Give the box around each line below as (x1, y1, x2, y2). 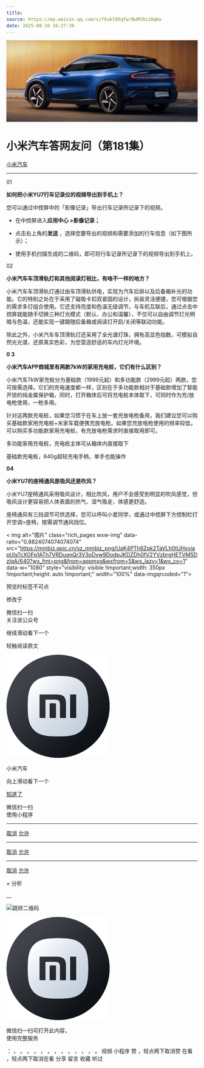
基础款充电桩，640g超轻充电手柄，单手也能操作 (6, 452, 126, 460)
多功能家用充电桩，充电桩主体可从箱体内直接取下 (6, 440, 129, 447)
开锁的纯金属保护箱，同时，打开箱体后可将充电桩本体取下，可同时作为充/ (6, 391, 189, 398)
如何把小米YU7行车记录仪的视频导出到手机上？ (6, 191, 124, 198)
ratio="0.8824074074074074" (6, 538, 82, 545)
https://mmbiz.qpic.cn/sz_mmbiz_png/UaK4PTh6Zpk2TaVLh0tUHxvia (20, 544, 195, 552)
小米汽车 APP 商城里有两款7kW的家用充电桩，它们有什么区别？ (6, 363, 162, 370)
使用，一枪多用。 (16, 398, 59, 406)
